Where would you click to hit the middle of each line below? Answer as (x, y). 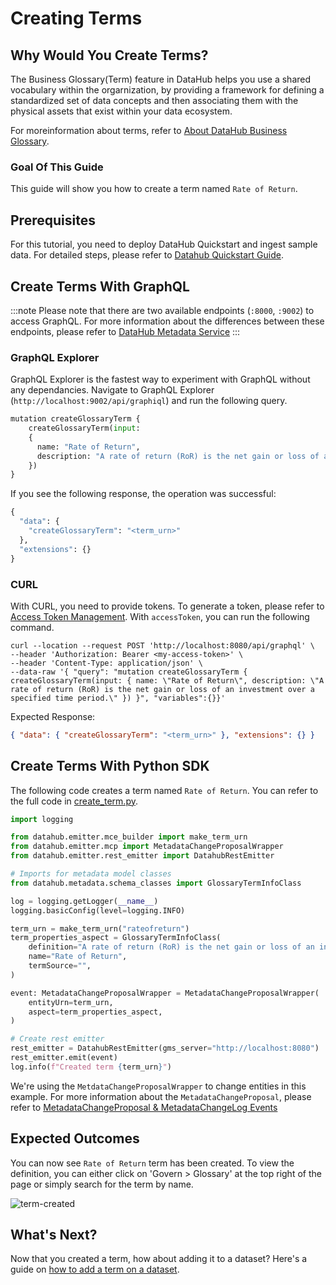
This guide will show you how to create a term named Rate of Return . (154, 189)
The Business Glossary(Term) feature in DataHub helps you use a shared (161, 79)
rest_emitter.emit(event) (64, 1058)
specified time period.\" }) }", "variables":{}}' (118, 698)
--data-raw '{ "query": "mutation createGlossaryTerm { (129, 672)
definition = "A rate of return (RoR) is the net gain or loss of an (171, 947)
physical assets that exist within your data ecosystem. (121, 111)
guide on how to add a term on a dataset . (95, 1269)
